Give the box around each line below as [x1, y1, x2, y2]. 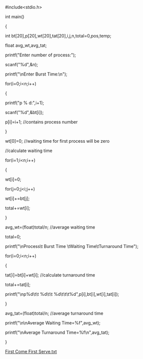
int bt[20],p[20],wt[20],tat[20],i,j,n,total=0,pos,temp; [5, 33, 112, 39]
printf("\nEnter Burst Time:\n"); [5, 71, 68, 77]
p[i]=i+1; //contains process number [5, 119, 78, 125]
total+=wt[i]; [5, 205, 30, 211]
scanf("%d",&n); [5, 62, 38, 67]
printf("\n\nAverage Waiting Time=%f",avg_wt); [5, 320, 101, 325]
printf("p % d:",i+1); [5, 100, 44, 106]
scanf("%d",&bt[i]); [5, 110, 44, 115]
